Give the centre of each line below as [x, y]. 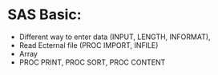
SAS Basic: [44, 15]
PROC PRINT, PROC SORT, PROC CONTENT [92, 62]
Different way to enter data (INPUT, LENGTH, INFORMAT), [115, 37]
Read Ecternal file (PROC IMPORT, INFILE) [89, 45]
